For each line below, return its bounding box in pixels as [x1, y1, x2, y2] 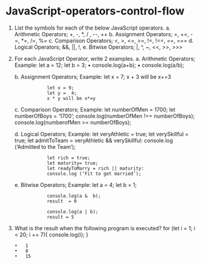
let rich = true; [46, 155, 91, 161]
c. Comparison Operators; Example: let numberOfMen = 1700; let [14, 105, 176, 113]
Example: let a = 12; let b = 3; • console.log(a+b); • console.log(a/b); [14, 61, 185, 69]
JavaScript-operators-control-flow [5, 4, 185, 18]
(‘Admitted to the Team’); [14, 143, 76, 150]
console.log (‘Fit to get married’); [46, 171, 142, 177]
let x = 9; [46, 84, 75, 91]
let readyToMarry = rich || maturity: [46, 165, 144, 171]
